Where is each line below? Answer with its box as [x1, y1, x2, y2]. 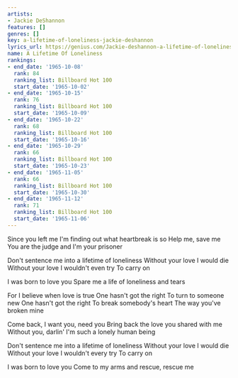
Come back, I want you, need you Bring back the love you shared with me [7, 320, 223, 328]
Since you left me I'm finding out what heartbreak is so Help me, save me [7, 234, 221, 243]
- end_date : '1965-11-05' [7, 168, 84, 176]
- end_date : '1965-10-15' [7, 90, 84, 97]
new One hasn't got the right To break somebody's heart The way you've [7, 298, 221, 307]
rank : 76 [13, 97, 40, 104]
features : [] [7, 23, 46, 31]
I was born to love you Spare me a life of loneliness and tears [7, 277, 186, 286]
